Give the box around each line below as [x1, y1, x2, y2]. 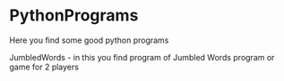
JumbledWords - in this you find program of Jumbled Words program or [9, 52, 275, 62]
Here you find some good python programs [9, 35, 169, 45]
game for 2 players [9, 61, 79, 72]
